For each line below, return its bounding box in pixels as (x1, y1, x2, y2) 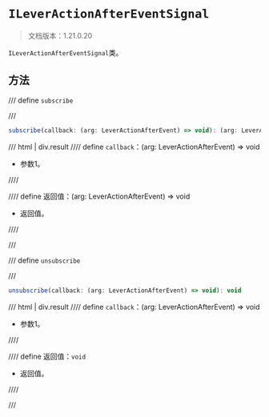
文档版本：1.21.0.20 (27, 30, 93, 40)
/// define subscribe (8, 95, 74, 105)
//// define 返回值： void (8, 351, 86, 361)
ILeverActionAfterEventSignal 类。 (8, 47, 123, 58)
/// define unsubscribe (8, 255, 81, 265)
